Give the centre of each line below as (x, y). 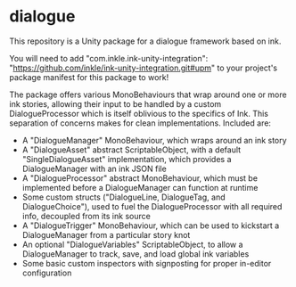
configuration (47, 273)
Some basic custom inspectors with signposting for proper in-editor (147, 263)
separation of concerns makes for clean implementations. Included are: (140, 123)
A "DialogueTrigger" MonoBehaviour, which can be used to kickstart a (151, 225)
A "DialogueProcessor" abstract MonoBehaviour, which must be (140, 178)
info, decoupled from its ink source (86, 216)
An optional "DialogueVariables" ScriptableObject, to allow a (132, 244)
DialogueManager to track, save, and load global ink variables (136, 254)
